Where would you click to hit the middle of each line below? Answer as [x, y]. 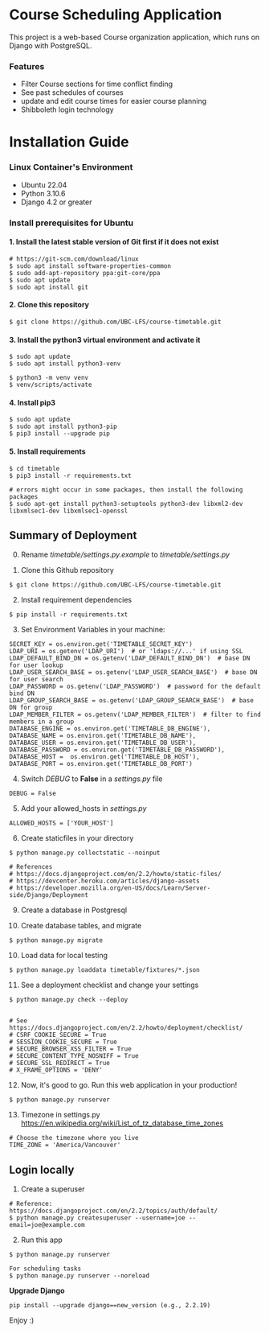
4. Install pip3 [32, 402]
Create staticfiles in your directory [77, 838]
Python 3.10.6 [43, 193]
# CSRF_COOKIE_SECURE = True [58, 1035]
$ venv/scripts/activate [51, 385]
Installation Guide [69, 142]
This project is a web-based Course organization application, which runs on [134, 37]
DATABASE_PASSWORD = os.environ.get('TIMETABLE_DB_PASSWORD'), [117, 750]
